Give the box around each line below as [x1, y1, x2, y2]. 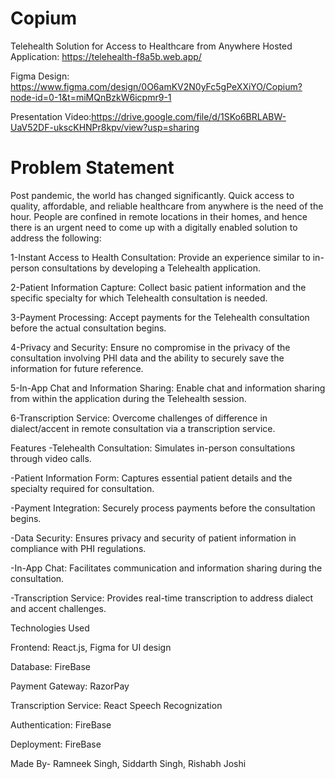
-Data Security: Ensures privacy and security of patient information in [10, 532, 297, 544]
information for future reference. [10, 362, 144, 374]
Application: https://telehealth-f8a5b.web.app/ [10, 50, 202, 62]
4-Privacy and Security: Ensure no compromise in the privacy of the [10, 341, 291, 353]
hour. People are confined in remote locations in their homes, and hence [10, 210, 308, 222]
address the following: [10, 232, 102, 244]
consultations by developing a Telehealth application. [41, 262, 262, 274]
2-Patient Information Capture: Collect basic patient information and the [10, 281, 307, 293]
